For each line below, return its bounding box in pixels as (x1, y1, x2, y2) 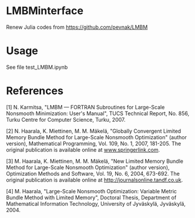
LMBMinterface (6, 4, 84, 18)
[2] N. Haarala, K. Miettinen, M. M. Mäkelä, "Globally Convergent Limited (6, 128, 181, 135)
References (6, 84, 63, 98)
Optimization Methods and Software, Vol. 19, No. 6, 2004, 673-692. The (6, 170, 180, 177)
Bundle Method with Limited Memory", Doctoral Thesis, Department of (6, 194, 177, 201)
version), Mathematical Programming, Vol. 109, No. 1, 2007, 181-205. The (6, 140, 181, 147)
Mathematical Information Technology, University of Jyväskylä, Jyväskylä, (6, 200, 186, 207)
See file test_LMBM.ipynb (6, 63, 68, 71)
